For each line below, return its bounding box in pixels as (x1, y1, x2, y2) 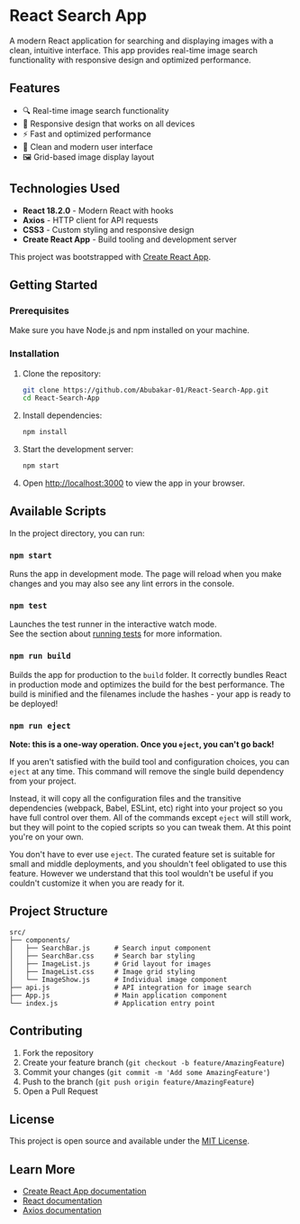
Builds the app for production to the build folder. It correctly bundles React (9, 669, 287, 680)
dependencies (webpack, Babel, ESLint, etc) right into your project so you (9, 802, 284, 813)
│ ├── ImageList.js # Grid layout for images (9, 959, 212, 969)
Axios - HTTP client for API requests (22, 214, 159, 226)
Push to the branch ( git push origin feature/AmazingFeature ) (22, 1076, 255, 1087)
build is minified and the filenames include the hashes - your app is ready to (9, 688, 291, 700)
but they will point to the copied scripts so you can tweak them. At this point (9, 822, 291, 833)
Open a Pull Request (22, 1085, 99, 1097)
